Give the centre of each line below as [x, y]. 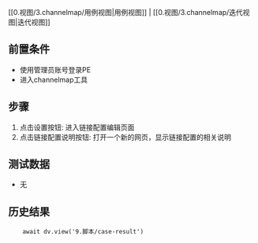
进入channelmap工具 [54, 79]
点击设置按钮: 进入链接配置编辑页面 [77, 127]
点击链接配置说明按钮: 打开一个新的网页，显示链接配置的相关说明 [125, 137]
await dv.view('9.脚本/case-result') [83, 232]
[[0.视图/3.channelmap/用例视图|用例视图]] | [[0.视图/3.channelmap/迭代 [125, 12]
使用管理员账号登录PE [55, 69]
